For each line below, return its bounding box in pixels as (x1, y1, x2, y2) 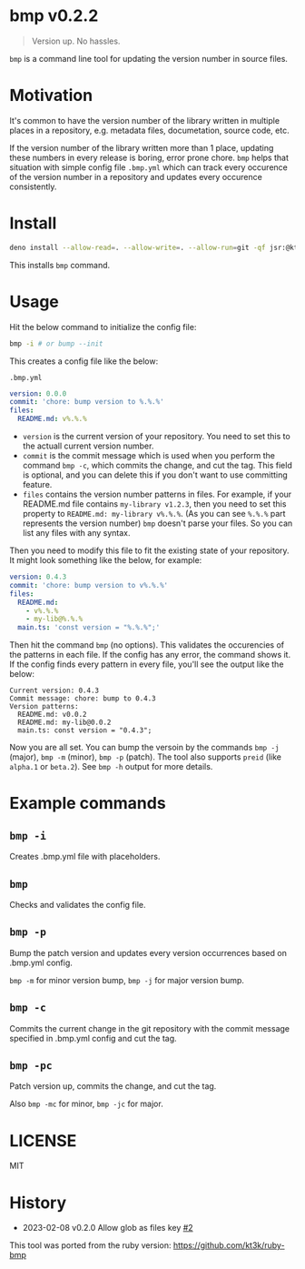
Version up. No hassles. (31, 35, 121, 46)
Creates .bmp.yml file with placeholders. (9, 851, 161, 862)
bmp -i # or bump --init (9, 338, 103, 348)
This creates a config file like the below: (9, 356, 159, 367)
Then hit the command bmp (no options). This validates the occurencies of (9, 640, 285, 650)
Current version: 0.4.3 (9, 686, 100, 696)
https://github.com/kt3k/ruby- (172, 1240, 285, 1251)
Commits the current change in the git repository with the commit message (9, 1022, 290, 1033)
